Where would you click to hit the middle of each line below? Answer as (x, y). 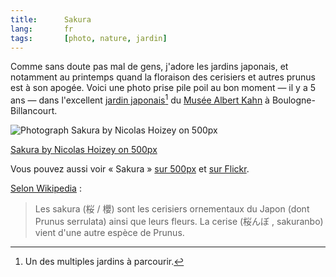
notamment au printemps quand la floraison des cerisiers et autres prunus (163, 77)
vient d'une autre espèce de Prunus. (109, 233)
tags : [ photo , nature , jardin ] (89, 38)
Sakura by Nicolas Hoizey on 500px (84, 150)
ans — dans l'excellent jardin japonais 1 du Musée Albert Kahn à (140, 99)
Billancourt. (34, 111)
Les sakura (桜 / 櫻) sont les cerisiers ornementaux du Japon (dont (172, 209)
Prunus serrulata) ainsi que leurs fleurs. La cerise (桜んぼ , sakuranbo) (179, 222)
